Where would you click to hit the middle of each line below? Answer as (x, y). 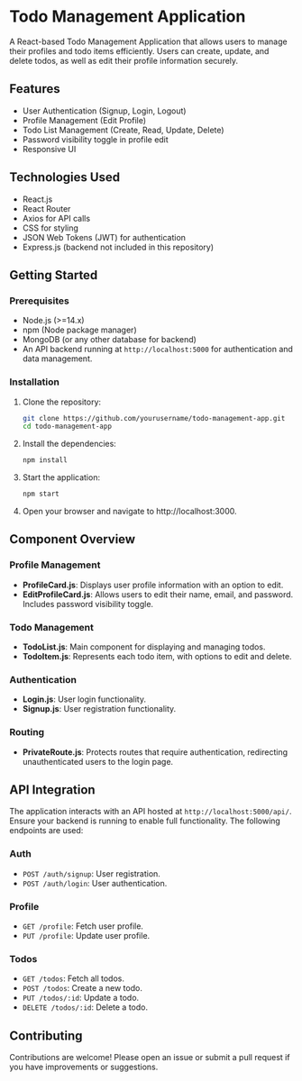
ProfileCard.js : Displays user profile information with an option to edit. (153, 585)
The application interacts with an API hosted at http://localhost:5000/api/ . (151, 812)
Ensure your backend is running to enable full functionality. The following (145, 821)
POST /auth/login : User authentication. (95, 883)
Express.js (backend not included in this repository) (118, 247)
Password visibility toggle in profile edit (95, 139)
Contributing (46, 1036)
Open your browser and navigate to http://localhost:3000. (129, 512)
